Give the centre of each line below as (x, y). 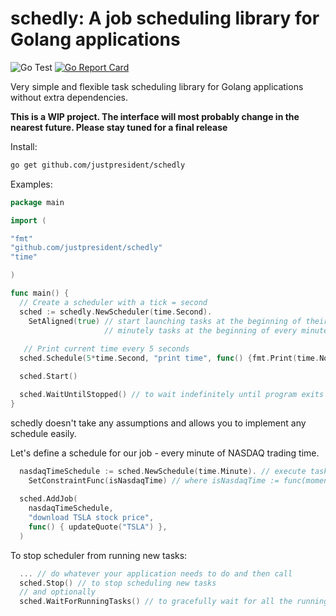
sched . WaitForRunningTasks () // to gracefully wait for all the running (174, 602)
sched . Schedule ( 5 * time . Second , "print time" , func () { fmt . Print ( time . (169, 358)
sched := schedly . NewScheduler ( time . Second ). (116, 312)
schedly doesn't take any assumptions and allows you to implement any (158, 423)
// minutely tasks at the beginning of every (201, 330)
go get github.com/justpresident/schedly (98, 165)
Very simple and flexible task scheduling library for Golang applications (157, 86)
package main (37, 202)
